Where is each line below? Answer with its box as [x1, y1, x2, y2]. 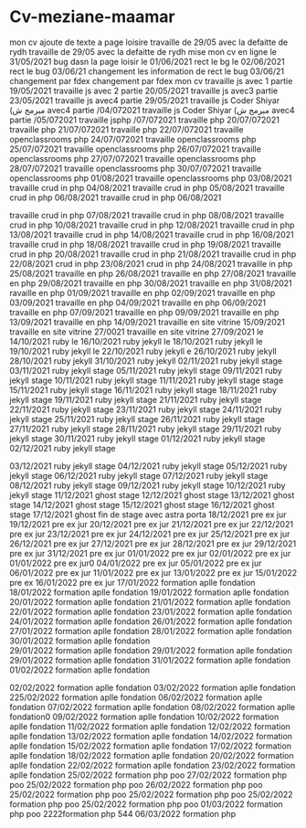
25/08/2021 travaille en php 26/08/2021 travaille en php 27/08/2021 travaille [9, 268, 297, 279]
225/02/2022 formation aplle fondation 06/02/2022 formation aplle [9, 692, 263, 703]
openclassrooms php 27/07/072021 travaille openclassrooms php [9, 153, 256, 164]
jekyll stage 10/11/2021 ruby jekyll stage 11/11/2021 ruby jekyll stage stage [9, 375, 284, 386]
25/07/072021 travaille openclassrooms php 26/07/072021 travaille [9, 143, 262, 154]
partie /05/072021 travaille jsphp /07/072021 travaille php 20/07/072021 [9, 114, 280, 125]
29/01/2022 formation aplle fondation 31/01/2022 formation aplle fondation [9, 654, 290, 665]
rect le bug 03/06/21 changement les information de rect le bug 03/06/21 [9, 66, 285, 77]
